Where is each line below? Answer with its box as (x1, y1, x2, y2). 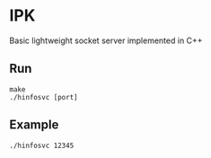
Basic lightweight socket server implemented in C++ (9, 35, 204, 46)
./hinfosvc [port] (9, 92, 78, 101)
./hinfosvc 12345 (9, 141, 75, 150)
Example (9, 118, 59, 133)
